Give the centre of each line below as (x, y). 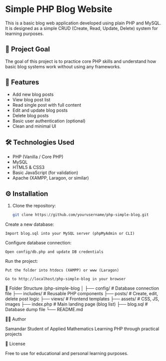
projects (14, 334)
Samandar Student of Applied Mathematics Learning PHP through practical (82, 329)
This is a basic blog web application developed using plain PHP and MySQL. (83, 23)
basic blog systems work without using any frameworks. (63, 66)
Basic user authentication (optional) (49, 121)
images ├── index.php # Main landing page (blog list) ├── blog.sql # (77, 304)
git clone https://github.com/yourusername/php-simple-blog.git (81, 215)
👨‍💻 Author (16, 319)
